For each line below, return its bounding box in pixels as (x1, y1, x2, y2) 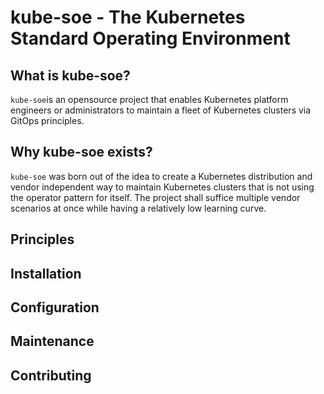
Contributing (10, 367, 92, 384)
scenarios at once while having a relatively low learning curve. (10, 202, 267, 214)
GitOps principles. (10, 115, 85, 126)
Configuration (10, 299, 100, 316)
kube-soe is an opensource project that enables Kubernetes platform (10, 94, 289, 105)
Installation (10, 265, 82, 282)
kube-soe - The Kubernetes (10, 6, 246, 29)
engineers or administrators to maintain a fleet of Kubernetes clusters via (10, 104, 312, 116)
